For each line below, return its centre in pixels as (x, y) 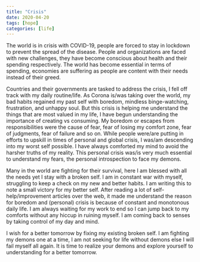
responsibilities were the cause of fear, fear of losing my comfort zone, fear (99, 127)
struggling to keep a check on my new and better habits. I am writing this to (99, 183)
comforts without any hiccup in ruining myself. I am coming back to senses (98, 215)
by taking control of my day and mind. (53, 222)
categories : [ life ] (30, 28)
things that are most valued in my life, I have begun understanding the (92, 115)
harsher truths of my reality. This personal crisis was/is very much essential (99, 153)
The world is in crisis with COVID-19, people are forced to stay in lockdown (98, 46)
